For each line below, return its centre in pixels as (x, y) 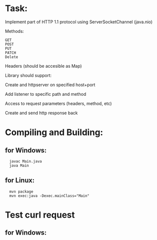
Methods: (14, 31)
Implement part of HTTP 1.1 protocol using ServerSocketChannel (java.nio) (79, 22)
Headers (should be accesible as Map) (43, 66)
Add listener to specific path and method (46, 94)
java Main (19, 165)
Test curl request (40, 215)
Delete (12, 57)
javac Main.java (26, 161)
